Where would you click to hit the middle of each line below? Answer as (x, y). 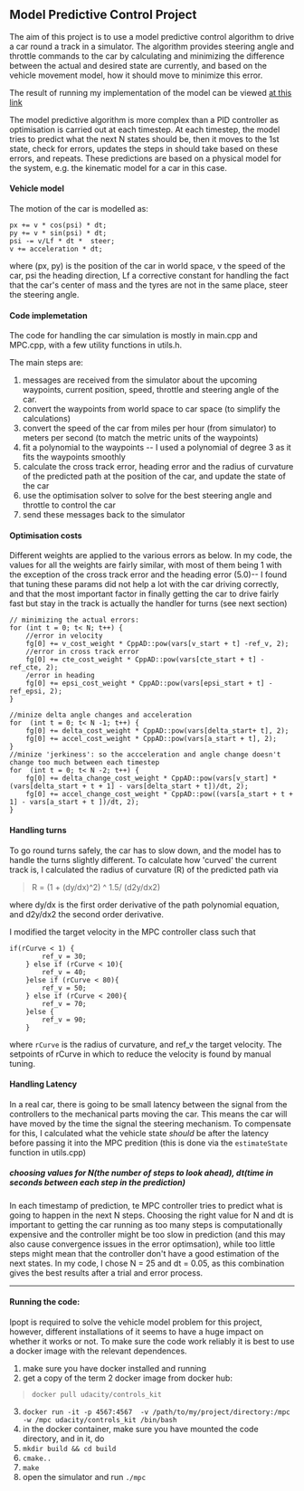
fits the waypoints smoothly (74, 457)
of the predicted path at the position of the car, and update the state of (154, 476)
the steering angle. (44, 295)
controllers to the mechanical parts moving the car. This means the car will (148, 1114)
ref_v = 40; (65, 972)
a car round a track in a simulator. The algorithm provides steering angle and (152, 46)
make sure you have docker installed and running (114, 1368)
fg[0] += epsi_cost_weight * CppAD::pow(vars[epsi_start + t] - (149, 684)
